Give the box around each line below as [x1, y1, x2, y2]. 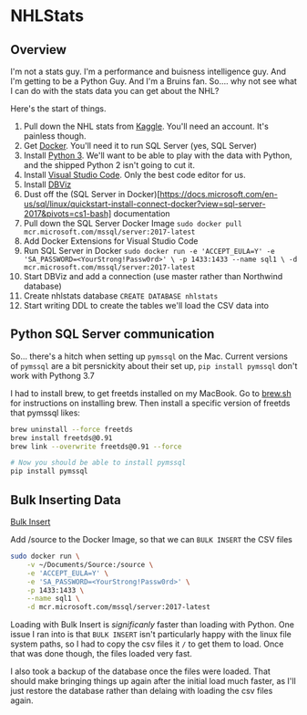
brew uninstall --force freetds [10, 425, 133, 434]
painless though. [23, 131, 87, 142]
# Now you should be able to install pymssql [10, 458, 186, 468]
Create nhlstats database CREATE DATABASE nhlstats [23, 290, 219, 301]
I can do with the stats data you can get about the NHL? [10, 86, 220, 96]
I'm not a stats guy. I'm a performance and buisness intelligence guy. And [10, 66, 286, 77]
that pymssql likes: [10, 407, 81, 418]
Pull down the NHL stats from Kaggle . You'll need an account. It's [23, 121, 270, 131]
